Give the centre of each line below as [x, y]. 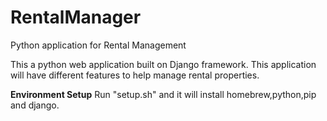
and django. [35, 105]
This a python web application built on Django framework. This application [163, 64]
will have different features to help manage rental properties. [135, 75]
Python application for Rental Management [98, 45]
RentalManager [76, 17]
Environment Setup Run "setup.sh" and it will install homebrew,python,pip [163, 94]
